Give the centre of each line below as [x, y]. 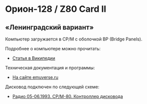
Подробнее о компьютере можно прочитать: [53, 49]
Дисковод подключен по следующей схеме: [52, 87]
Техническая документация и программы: [50, 68]
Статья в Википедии [34, 58]
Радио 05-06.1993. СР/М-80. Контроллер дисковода [68, 96]
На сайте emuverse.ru [35, 77]
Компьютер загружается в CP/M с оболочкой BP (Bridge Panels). [74, 39]
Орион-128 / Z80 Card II [56, 9]
